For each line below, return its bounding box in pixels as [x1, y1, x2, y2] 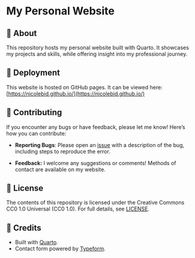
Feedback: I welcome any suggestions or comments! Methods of [14, 159, 176, 166]
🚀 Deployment [6, 68, 60, 78]
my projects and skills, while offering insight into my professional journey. [6, 50, 188, 58]
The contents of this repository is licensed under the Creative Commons [6, 199, 185, 206]
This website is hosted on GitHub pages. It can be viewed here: [6, 83, 163, 91]
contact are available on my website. [14, 166, 106, 173]
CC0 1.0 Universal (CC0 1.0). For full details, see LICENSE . [6, 205, 150, 212]
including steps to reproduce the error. [14, 148, 111, 155]
